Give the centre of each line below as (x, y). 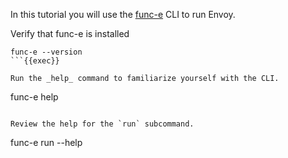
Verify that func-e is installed (70, 33)
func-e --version (46, 52)
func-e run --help (46, 142)
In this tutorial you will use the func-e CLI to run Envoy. (123, 14)
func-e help (34, 97)
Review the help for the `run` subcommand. (102, 124)
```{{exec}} (35, 61)
